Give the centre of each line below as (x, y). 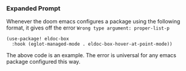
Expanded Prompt (33, 8)
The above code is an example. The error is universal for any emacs (91, 55)
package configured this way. (43, 62)
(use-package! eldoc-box (38, 39)
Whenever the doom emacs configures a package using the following (93, 22)
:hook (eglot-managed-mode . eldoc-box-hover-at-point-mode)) (92, 44)
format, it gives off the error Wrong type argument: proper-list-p (88, 28)
